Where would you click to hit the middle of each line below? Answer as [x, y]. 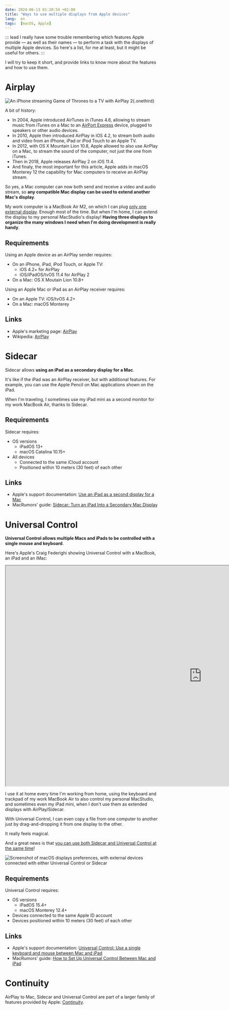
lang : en [15, 19]
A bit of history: [21, 110]
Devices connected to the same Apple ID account [62, 915]
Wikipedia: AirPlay [31, 336]
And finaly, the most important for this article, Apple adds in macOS [80, 167]
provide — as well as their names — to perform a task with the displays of [80, 43]
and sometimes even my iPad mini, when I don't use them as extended [76, 804]
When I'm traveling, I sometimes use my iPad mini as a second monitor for [80, 399]
